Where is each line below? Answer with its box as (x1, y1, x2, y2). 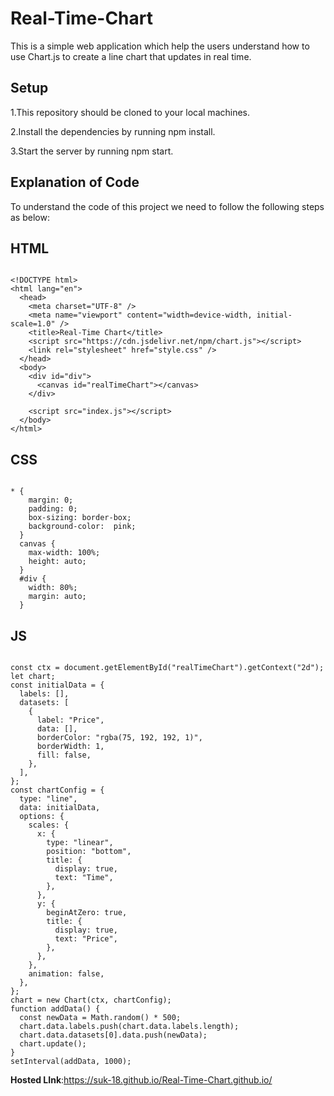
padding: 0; (28, 504, 78, 514)
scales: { (28, 820, 70, 830)
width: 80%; (28, 583, 78, 593)
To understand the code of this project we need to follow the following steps (10, 200, 325, 212)
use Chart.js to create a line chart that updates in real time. (10, 50, 252, 62)
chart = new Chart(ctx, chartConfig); (10, 995, 172, 1005)
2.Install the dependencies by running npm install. (10, 125, 216, 137)
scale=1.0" (10, 319, 56, 329)
